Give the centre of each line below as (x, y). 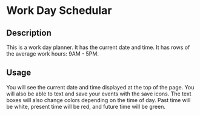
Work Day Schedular (59, 11)
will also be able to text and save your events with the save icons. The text (99, 94)
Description (29, 33)
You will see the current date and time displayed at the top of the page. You (100, 87)
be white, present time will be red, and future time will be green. (86, 106)
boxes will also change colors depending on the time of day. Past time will (98, 100)
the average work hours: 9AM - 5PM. (52, 54)
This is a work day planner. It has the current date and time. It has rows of (98, 47)
